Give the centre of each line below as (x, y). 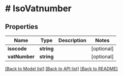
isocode (17, 49)
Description (72, 40)
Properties (22, 27)
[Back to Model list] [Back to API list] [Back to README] (61, 69)
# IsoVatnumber (38, 9)
